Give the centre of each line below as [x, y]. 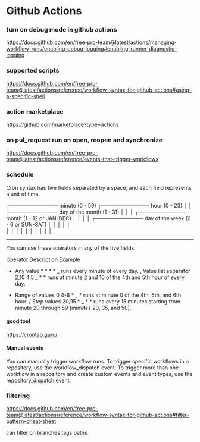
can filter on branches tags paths [47, 433]
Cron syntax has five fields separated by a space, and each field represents [99, 187]
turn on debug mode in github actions [62, 30]
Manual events [25, 348]
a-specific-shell [26, 96]
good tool [18, 321]
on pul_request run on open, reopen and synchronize [84, 140]
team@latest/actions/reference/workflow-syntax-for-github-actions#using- [99, 90]
